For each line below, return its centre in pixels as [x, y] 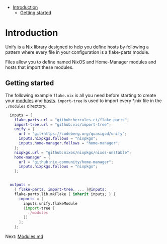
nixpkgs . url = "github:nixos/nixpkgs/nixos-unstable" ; [73, 152]
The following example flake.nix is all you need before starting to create [81, 95]
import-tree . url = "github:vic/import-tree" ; [63, 125]
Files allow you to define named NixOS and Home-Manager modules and [81, 62]
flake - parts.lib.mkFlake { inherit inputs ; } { [65, 194]
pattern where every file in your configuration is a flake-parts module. [77, 52]
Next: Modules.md [24, 236]
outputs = [20, 185]
